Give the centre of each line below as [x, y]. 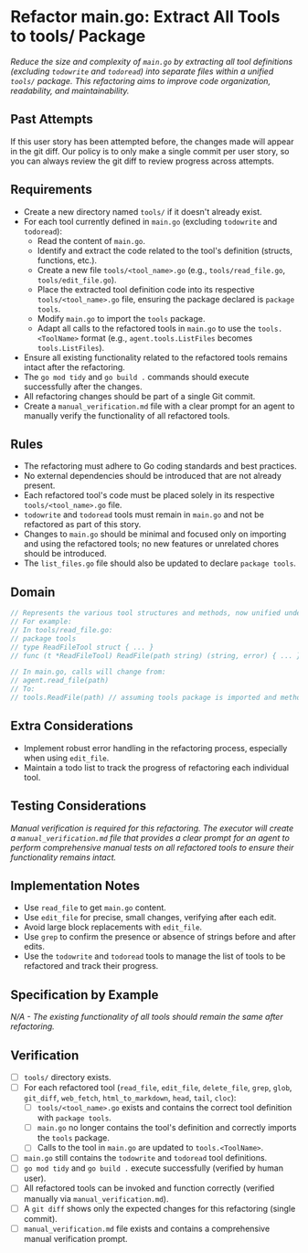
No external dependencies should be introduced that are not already [153, 476]
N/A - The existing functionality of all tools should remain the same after [147, 1017]
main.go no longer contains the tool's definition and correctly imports [167, 1128]
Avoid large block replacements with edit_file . [113, 927]
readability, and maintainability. [70, 90]
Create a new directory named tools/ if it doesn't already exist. [143, 211]
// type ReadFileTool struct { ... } [82, 647]
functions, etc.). [67, 260]
